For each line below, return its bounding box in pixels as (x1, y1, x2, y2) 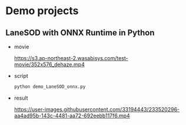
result (14, 94, 28, 101)
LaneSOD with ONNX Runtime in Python (5, 28, 155, 38)
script (14, 73, 29, 79)
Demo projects (5, 4, 79, 18)
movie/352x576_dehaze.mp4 (14, 61, 85, 68)
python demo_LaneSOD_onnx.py (14, 84, 86, 90)
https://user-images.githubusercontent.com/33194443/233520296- (14, 106, 180, 113)
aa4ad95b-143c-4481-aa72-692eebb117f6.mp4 (14, 112, 130, 119)
